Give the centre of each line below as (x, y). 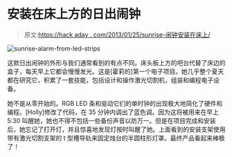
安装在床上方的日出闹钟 (74, 14)
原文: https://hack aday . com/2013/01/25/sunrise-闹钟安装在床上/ (117, 35)
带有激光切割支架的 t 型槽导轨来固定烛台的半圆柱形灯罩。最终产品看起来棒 (113, 138)
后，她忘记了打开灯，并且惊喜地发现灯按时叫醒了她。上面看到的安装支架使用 (116, 129)
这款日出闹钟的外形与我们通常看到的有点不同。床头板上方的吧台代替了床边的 (116, 62)
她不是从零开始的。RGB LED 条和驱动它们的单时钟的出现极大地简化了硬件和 (115, 103)
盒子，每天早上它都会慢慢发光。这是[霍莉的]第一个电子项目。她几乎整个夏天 (116, 71)
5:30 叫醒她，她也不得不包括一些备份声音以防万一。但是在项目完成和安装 (111, 120)
